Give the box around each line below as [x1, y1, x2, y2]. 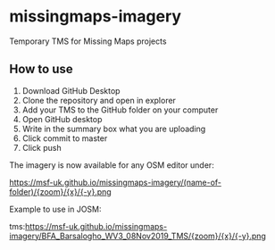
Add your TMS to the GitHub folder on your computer [21, 104, 219, 115]
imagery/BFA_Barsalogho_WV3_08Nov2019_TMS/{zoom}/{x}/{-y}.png [9, 230, 266, 241]
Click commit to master [21, 132, 108, 144]
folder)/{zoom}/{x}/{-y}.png [9, 186, 112, 197]
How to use [9, 62, 73, 77]
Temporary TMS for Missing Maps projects [9, 36, 167, 46]
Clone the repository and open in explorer [21, 95, 177, 105]
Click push [21, 142, 62, 153]
